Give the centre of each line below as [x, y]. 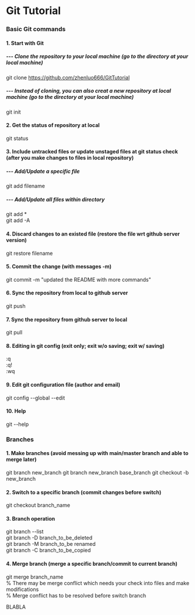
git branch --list [25, 532]
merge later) [21, 459]
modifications [22, 589]
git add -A [18, 220]
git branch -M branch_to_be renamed [51, 544]
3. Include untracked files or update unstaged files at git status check [92, 152]
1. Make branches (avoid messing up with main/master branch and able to [97, 453]
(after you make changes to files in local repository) [70, 158]
